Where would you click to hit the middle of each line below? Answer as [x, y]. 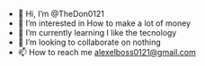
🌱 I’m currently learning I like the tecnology [97, 33]
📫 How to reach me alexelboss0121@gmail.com [107, 52]
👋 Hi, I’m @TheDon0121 [61, 14]
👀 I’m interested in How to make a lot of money [104, 23]
